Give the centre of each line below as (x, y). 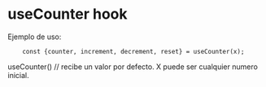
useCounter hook (68, 14)
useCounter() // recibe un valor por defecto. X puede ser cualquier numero (133, 67)
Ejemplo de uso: (35, 37)
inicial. (18, 75)
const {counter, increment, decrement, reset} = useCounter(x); (133, 51)
